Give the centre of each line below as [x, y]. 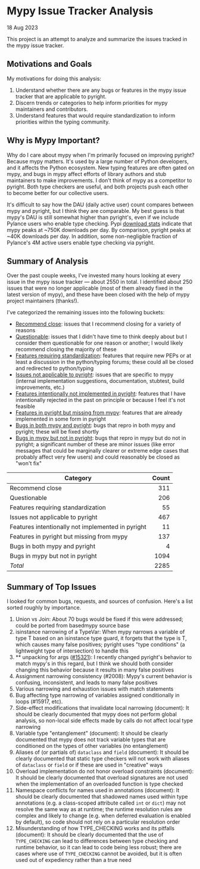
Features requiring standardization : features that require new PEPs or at [103, 355]
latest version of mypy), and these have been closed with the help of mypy [98, 295]
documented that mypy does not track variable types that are [90, 740]
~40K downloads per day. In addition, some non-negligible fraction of [92, 236]
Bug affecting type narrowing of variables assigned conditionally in [98, 695]
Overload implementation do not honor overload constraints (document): [104, 771]
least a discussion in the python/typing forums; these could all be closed [104, 362]
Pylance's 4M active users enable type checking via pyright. [81, 242]
